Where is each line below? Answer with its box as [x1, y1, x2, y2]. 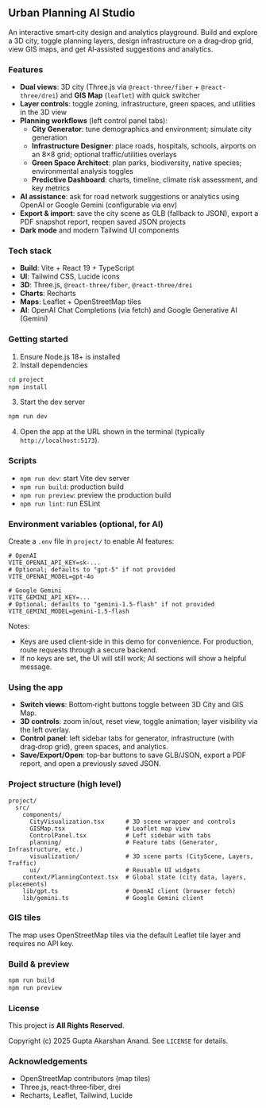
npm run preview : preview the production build [19, 490, 172, 499]
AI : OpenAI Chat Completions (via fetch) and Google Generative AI [19, 306, 238, 315]
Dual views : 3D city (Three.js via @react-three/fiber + [19, 83, 200, 92]
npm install [8, 383, 48, 391]
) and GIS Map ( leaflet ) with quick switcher [55, 90, 201, 100]
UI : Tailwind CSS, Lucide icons [19, 271, 121, 281]
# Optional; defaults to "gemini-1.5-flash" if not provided [8, 600, 215, 608]
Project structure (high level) [8, 779, 121, 790]
